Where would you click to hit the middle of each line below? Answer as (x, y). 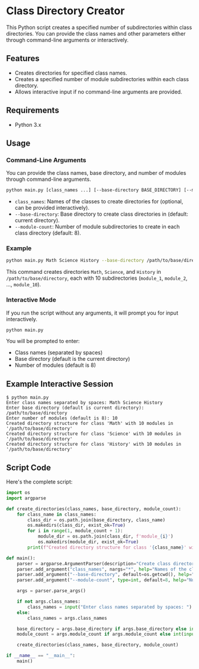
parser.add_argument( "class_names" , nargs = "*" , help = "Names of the (102, 569)
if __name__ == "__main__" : (41, 656)
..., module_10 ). (24, 284)
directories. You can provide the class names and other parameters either (96, 33)
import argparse (26, 498)
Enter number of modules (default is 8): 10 (62, 418)
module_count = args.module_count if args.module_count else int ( (100, 634)
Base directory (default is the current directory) (72, 359)
